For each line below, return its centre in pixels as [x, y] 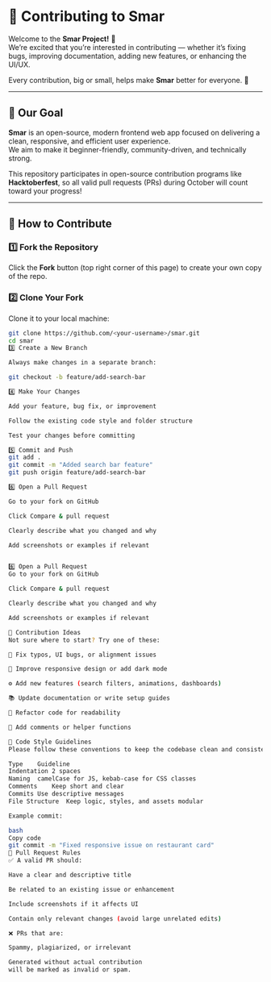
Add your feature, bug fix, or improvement [83, 406]
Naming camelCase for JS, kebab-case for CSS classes [102, 779]
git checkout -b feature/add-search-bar [77, 377]
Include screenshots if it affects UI [73, 904]
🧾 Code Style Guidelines [50, 742]
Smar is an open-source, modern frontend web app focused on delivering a [134, 132]
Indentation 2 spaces [45, 772]
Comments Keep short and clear [67, 786]
